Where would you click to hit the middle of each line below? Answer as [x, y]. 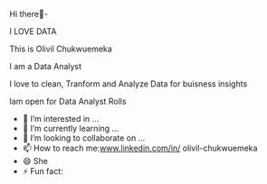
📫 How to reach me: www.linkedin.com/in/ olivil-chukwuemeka [140, 148]
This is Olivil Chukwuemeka [61, 49]
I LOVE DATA [33, 31]
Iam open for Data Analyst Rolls [68, 101]
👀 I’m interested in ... [61, 119]
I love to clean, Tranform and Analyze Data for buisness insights [129, 84]
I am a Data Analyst [46, 66]
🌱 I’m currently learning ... [71, 128]
